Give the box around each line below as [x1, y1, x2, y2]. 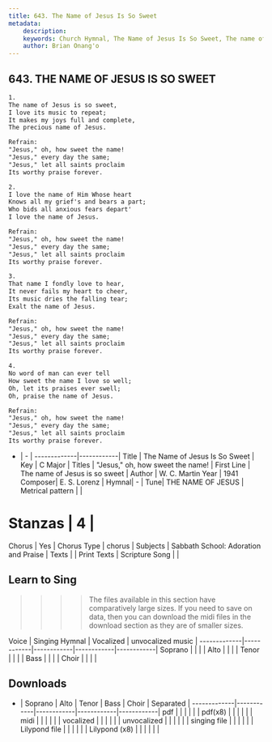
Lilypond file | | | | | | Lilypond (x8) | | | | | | [19, 724, 160, 734]
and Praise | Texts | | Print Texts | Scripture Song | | [8, 549, 180, 559]
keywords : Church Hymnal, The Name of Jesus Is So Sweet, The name [23, 34, 255, 43]
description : [23, 27, 67, 35]
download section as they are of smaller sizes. [88, 620, 244, 630]
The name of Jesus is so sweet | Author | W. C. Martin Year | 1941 [19, 468, 239, 478]
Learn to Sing [8, 573, 77, 587]
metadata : [8, 19, 42, 28]
